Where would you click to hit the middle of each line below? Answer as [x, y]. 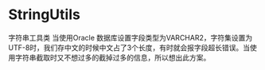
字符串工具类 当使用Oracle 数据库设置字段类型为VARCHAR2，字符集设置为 [131, 37]
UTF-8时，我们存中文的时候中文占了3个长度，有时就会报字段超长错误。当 [129, 47]
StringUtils [45, 15]
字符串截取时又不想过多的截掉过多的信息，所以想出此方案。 [113, 57]
